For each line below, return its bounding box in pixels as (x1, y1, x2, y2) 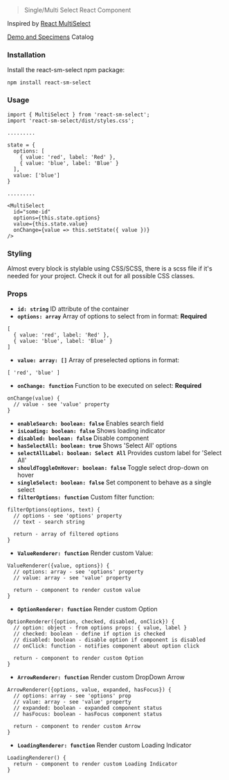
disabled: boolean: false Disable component (17, 434, 149, 443)
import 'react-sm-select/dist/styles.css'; (7, 117, 135, 124)
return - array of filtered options (13, 531, 119, 538)
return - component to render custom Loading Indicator (13, 761, 178, 768)
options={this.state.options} (13, 214, 100, 221)
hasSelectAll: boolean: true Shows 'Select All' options (17, 441, 178, 450)
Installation (7, 50, 46, 60)
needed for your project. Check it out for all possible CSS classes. (7, 271, 195, 280)
